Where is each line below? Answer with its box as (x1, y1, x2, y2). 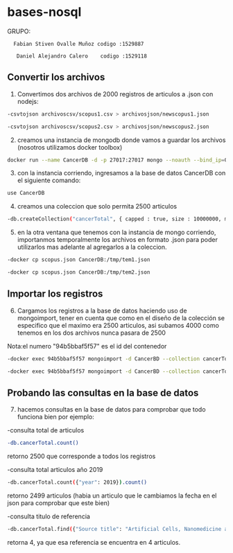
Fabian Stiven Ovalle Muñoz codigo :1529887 (13, 40, 144, 47)
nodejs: (17, 97, 40, 105)
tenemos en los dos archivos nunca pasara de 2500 (17, 328, 166, 337)
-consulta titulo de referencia (7, 512, 90, 520)
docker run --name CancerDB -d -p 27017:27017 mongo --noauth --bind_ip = (7, 157, 225, 164)
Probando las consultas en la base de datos (7, 387, 199, 398)
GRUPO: (7, 27, 31, 35)
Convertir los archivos (7, 71, 105, 83)
